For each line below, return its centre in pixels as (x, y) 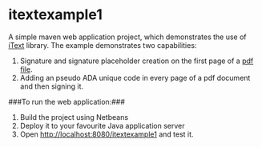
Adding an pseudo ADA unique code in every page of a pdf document (135, 77)
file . (26, 69)
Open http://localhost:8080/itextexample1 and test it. (107, 134)
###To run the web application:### (67, 101)
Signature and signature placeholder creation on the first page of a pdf (137, 61)
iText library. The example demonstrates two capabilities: (103, 45)
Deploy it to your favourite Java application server (103, 125)
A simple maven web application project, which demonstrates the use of (127, 37)
